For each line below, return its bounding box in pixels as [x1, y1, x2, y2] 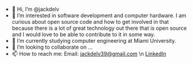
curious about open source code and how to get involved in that [11, 18, 169, 25]
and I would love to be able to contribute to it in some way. [11, 31, 155, 38]
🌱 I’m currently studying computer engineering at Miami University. [11, 37, 177, 44]
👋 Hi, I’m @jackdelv [11, 6, 60, 12]
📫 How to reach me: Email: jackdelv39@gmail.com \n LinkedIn [11, 51, 167, 57]
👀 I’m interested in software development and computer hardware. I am [11, 12, 186, 19]
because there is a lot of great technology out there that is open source [11, 24, 187, 31]
